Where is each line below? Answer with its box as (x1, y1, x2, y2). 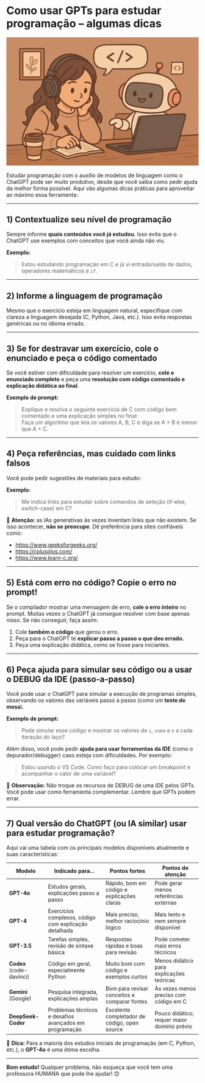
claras (106, 899, 121, 906)
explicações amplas (48, 994, 98, 1002)
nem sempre (154, 917, 187, 924)
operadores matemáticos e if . (21, 267, 98, 275)
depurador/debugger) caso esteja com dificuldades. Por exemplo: (6, 752, 172, 759)
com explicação (48, 921, 88, 928)
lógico (106, 924, 121, 931)
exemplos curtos (106, 973, 148, 980)
